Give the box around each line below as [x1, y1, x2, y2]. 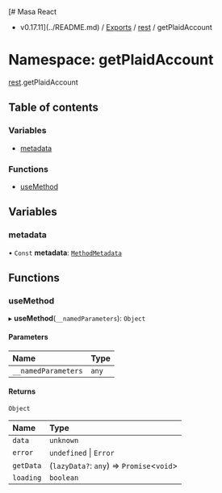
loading [12, 473, 42, 483]
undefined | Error [49, 447, 115, 458]
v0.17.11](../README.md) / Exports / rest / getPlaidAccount [19, 23, 212, 31]
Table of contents [8, 101, 98, 115]
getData [12, 461, 42, 470]
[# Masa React [8, 7, 57, 16]
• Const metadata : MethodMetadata [8, 248, 123, 257]
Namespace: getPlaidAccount [8, 51, 214, 69]
